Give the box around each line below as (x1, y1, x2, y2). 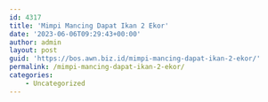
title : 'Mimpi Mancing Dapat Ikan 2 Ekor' (9, 21, 169, 30)
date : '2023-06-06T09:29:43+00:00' (9, 29, 142, 38)
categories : (9, 71, 53, 80)
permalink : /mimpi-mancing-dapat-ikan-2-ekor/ (9, 63, 185, 72)
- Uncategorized (25, 79, 86, 88)
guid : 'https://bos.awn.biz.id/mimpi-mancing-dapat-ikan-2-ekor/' (9, 54, 261, 63)
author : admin (9, 37, 62, 47)
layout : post (9, 46, 58, 55)
